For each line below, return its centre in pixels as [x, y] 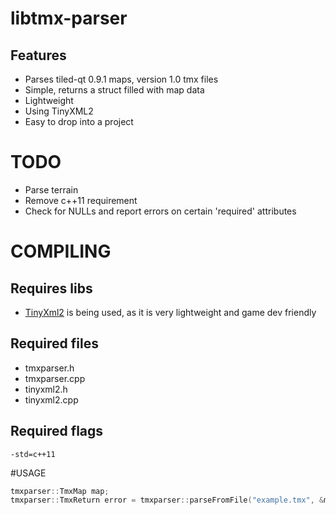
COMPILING [61, 251]
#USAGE [28, 473]
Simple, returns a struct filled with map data [114, 90]
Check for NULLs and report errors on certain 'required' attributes [160, 211]
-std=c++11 [33, 454]
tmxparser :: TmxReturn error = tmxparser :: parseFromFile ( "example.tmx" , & [167, 500]
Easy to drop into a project [79, 121]
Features [38, 55]
